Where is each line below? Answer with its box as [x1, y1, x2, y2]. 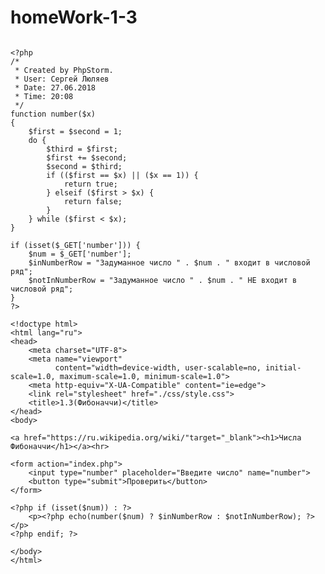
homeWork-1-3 [10, 6, 138, 29]
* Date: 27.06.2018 [14, 82, 97, 93]
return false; [63, 196, 123, 206]
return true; [63, 179, 118, 189]
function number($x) [10, 109, 97, 119]
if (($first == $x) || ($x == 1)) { [46, 170, 199, 180]
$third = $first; [46, 144, 118, 154]
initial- [265, 362, 302, 373]
